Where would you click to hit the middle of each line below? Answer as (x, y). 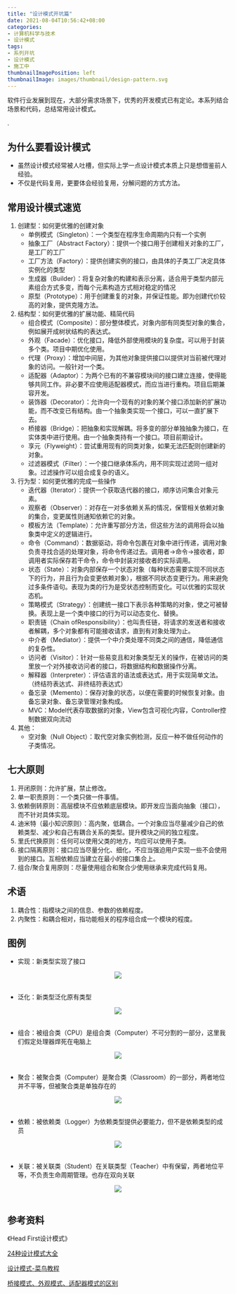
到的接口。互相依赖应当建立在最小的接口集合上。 (88, 858)
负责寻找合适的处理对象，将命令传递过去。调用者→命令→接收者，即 (126, 552)
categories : (25, 27)
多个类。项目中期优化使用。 (68, 349)
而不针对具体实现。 (45, 814)
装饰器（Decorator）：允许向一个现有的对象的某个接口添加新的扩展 (124, 402)
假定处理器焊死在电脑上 (58, 1042)
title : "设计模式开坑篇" (40, 14)
